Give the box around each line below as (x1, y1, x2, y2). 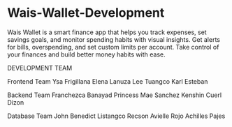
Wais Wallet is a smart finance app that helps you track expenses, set (7, 28, 208, 36)
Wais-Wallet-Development (7, 5, 165, 21)
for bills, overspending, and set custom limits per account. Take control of (7, 43, 219, 51)
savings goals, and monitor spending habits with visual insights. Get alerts (7, 35, 220, 43)
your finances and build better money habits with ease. (7, 50, 166, 59)
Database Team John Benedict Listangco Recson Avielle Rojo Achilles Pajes (7, 112, 226, 120)
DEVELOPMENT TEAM (7, 63, 73, 72)
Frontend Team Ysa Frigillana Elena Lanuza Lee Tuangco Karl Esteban (7, 77, 208, 85)
